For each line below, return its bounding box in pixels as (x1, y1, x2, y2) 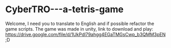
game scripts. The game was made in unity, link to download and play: (5, 26, 154, 32)
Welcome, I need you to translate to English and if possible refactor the (5, 20, 155, 27)
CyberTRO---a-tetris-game (5, 4, 124, 15)
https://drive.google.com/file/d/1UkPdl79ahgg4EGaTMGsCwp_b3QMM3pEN (5, 31, 166, 37)
